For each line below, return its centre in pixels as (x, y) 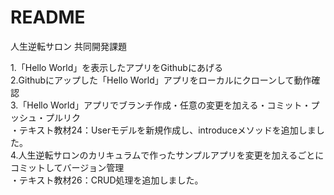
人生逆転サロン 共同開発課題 (68, 46)
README (48, 17)
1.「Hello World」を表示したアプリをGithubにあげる (116, 67)
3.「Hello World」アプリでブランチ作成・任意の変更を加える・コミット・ (161, 105)
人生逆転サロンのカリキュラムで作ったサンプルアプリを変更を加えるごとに (171, 155)
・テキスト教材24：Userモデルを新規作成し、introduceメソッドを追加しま (163, 130)
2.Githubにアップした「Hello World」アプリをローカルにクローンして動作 (161, 80)
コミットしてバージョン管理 (67, 167)
